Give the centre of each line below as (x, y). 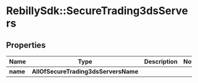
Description (161, 62)
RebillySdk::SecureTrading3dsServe (97, 11)
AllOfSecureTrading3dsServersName (85, 72)
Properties (26, 45)
